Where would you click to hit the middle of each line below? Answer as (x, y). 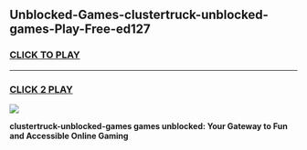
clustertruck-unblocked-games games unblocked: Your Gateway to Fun (148, 125)
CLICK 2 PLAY (41, 89)
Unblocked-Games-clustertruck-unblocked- (139, 15)
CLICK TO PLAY (45, 55)
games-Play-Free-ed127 (80, 30)
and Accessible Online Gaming (69, 135)
